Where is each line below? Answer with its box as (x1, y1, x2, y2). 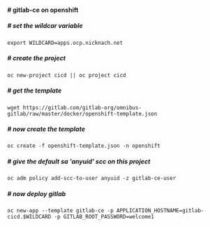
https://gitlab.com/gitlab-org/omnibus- (22, 104, 142, 111)
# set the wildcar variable (7, 22, 84, 30)
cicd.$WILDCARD (7, 214, 52, 221)
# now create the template (7, 125, 86, 133)
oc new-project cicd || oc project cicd (7, 71, 127, 78)
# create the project (7, 54, 66, 62)
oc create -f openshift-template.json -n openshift (7, 142, 160, 150)
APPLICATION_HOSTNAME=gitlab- (116, 207, 204, 214)
